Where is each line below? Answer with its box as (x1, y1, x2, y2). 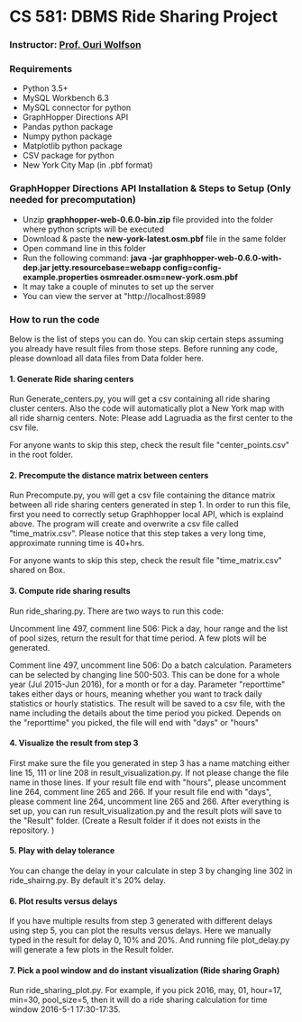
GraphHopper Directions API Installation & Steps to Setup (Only (9, 182, 291, 195)
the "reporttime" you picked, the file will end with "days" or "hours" (9, 716, 260, 727)
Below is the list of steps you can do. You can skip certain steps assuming (9, 333, 284, 344)
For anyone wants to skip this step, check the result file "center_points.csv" (9, 440, 290, 451)
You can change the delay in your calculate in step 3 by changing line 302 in (9, 865, 293, 876)
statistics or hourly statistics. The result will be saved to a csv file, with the (9, 698, 286, 708)
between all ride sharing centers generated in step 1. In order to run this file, (9, 499, 291, 510)
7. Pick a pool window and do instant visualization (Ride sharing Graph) (9, 964, 280, 975)
